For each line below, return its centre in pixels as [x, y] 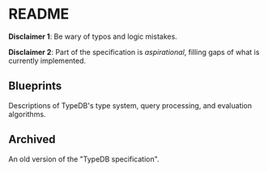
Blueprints [35, 86]
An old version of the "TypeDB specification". [84, 159]
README [39, 14]
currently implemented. [47, 61]
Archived [32, 139]
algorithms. [27, 114]
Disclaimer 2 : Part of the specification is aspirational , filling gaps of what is [134, 52]
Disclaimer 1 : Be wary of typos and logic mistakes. [93, 36]
